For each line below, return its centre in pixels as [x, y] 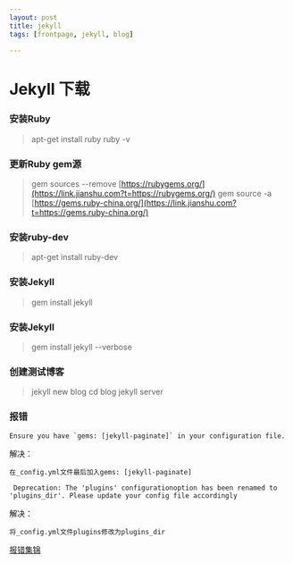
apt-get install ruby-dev [75, 257]
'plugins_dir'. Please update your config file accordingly [124, 496]
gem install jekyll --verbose [81, 347]
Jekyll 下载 [50, 89]
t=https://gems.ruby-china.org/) [90, 213]
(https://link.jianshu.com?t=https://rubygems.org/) [123, 194]
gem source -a [245, 194]
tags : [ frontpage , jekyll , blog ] [71, 34]
